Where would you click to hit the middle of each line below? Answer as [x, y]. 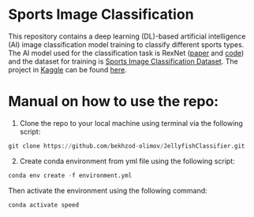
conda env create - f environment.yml [70, 175]
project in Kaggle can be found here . [68, 69]
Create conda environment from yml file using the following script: [127, 161]
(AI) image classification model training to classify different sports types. [126, 44]
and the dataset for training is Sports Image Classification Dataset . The [123, 61]
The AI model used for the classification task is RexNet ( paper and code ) [126, 53]
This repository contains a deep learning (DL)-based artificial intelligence [127, 36]
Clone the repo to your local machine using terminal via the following [131, 123]
